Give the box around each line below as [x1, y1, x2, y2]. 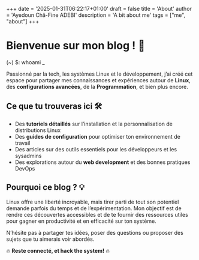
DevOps [14, 165, 35, 172]
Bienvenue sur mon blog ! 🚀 [6, 39, 146, 53]
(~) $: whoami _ [6, 58, 45, 65]
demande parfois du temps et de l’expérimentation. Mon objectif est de [6, 204, 182, 212]
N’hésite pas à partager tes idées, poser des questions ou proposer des [6, 229, 184, 236]
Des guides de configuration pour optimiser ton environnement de [14, 133, 181, 140]
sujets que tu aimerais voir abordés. [6, 235, 95, 243]
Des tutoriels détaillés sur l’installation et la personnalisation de [14, 120, 173, 127]
